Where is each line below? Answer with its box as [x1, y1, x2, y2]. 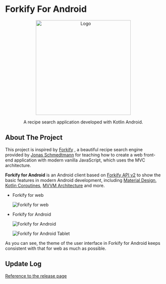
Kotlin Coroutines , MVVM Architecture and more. [5, 182, 105, 188]
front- [143, 152, 156, 158]
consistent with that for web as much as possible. [5, 245, 107, 251]
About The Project [5, 133, 63, 142]
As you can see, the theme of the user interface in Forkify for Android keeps [5, 240, 161, 246]
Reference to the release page [5, 273, 67, 279]
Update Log [5, 260, 42, 268]
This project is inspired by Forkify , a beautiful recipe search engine [5, 146, 143, 152]
